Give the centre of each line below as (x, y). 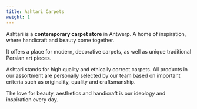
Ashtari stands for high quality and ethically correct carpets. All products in (97, 69)
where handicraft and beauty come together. (60, 40)
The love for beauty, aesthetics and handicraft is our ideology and (86, 93)
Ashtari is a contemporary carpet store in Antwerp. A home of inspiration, (96, 34)
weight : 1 (18, 17)
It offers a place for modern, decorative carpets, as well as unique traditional (99, 51)
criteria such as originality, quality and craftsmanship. (71, 82)
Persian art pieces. (29, 58)
